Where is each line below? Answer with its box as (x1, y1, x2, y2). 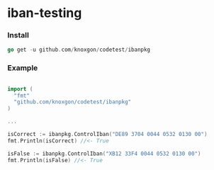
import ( (7, 85, 33, 93)
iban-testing (7, 5, 82, 21)
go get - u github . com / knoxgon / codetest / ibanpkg (7, 46, 151, 54)
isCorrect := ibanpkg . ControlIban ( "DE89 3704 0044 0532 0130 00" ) (7, 131, 208, 138)
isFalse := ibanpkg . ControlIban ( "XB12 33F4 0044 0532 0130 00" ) (7, 150, 201, 157)
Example (7, 63, 38, 73)
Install (7, 30, 30, 40)
